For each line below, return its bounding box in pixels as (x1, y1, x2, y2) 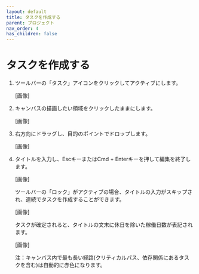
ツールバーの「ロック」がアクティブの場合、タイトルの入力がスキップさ (14, 189, 193, 196)
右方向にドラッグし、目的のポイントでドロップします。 (14, 130, 151, 137)
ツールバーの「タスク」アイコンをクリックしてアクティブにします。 (14, 79, 181, 87)
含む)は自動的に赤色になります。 (25, 261, 106, 269)
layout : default (6, 8, 47, 15)
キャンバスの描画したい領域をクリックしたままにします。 (14, 105, 156, 112)
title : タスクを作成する (6, 14, 61, 20)
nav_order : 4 (6, 25, 39, 32)
